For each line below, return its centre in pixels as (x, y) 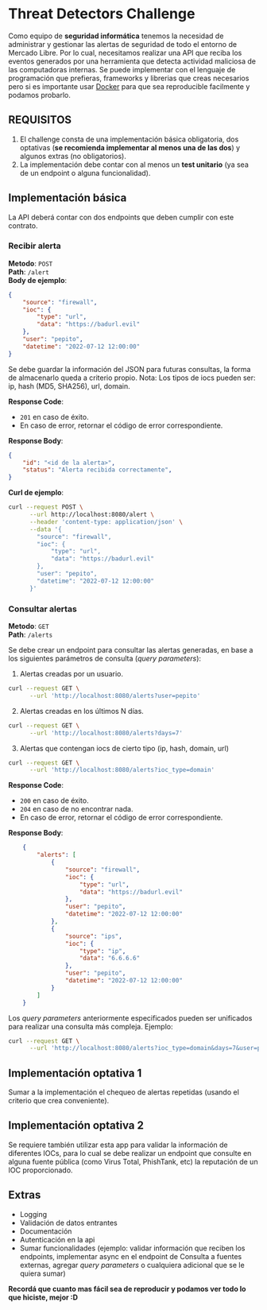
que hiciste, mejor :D (43, 1297)
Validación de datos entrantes (68, 1223)
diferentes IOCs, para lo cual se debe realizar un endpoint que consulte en (130, 1153)
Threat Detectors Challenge (102, 14)
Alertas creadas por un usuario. (71, 674)
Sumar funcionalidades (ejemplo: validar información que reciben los (132, 1248)
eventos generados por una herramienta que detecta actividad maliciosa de (132, 61)
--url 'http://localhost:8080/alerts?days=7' (106, 733)
